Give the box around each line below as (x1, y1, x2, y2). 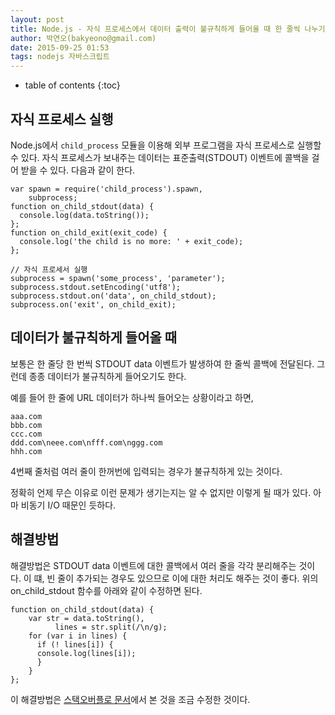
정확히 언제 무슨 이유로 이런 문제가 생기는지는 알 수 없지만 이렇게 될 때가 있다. (10, 486, 312, 498)
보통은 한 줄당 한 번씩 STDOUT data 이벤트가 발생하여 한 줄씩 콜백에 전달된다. (10, 357, 315, 370)
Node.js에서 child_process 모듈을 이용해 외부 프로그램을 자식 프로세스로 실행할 (10, 139, 322, 151)
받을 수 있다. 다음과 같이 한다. (20, 164, 136, 176)
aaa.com (10, 411, 43, 421)
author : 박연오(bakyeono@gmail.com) (10, 33, 157, 43)
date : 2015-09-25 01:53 (10, 42, 110, 53)
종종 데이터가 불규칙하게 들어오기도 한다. (28, 370, 187, 382)
